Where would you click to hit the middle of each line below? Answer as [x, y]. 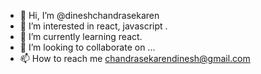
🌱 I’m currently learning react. [81, 36]
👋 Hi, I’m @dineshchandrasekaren [89, 15]
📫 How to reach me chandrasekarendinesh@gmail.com [135, 58]
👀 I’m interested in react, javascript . [93, 26]
